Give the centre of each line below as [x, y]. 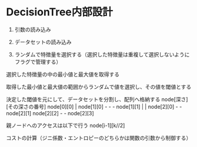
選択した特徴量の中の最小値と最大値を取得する [63, 74]
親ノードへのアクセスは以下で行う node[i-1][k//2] [66, 125]
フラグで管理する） [38, 62]
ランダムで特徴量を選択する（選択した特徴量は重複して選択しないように [102, 54]
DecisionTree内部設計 [60, 12]
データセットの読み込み [43, 42]
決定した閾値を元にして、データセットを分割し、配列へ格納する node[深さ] [97, 99]
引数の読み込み [33, 29]
